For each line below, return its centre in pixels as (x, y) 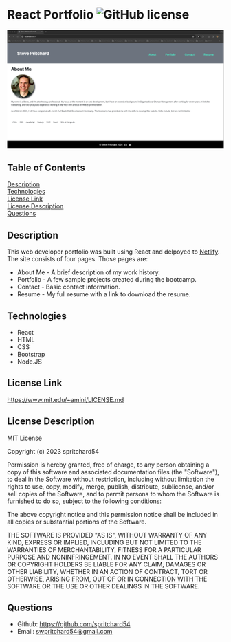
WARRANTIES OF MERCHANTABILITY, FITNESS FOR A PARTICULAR (104, 549)
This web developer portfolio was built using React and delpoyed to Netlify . (113, 252)
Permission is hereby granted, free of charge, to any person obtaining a (108, 465)
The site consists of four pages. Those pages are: (78, 259)
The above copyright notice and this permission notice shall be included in (112, 514)
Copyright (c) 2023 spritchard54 (53, 451)
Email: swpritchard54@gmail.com (65, 632)
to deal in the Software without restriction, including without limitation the (111, 479)
